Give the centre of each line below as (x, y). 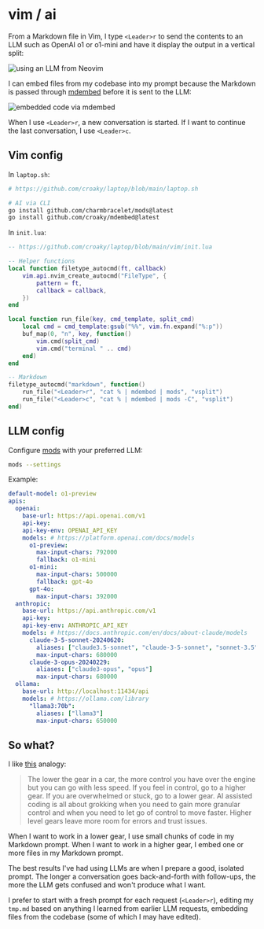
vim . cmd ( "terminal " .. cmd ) (84, 348)
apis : (17, 501)
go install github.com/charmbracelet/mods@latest (91, 210)
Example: (23, 479)
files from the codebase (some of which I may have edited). (105, 917)
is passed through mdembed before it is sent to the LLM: (100, 91)
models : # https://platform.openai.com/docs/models (108, 538)
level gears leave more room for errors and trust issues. (117, 821)
